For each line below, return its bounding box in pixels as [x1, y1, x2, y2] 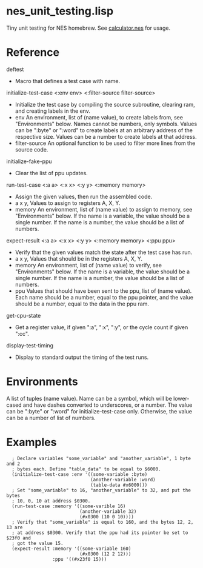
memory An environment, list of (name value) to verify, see [15, 261, 162, 269]
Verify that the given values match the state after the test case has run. [15, 249, 193, 256]
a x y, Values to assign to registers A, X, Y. [15, 199, 121, 207]
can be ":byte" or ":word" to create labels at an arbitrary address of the [15, 126, 193, 134]
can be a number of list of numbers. [6, 414, 96, 421]
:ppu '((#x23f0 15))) [52, 556, 107, 562]
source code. [15, 145, 48, 153]
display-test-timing [6, 341, 53, 349]
